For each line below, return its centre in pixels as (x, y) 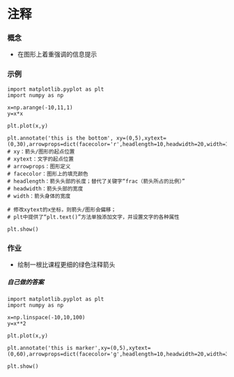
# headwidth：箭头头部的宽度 (45, 188)
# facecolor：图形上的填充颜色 (48, 174)
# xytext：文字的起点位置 (41, 159)
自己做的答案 (25, 282)
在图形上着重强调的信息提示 (57, 54)
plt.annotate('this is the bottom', (60, 138)
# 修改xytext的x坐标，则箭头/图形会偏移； (62, 209)
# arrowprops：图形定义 (39, 166)
